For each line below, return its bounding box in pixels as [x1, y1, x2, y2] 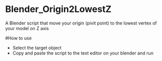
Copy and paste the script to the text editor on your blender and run [12, 50, 154, 56]
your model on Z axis [5, 25, 49, 31]
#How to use [5, 35, 32, 41]
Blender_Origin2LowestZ [5, 3, 112, 15]
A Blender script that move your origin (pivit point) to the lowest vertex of [5, 20, 157, 26]
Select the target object [12, 44, 62, 50]
